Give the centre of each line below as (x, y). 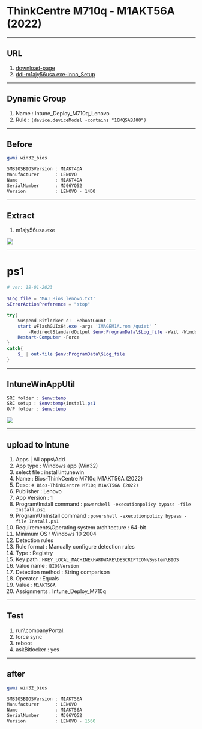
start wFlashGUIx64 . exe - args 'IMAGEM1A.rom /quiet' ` (88, 326)
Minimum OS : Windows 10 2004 (56, 534)
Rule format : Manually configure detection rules (75, 546)
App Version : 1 (34, 498)
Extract (21, 216)
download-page (35, 68)
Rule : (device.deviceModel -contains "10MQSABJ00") (81, 120)
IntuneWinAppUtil (41, 384)
